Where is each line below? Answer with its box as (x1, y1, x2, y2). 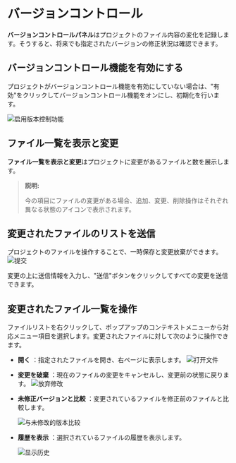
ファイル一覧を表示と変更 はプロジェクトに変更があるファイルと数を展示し (7, 157, 223, 166)
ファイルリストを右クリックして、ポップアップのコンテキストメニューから (7, 323, 223, 332)
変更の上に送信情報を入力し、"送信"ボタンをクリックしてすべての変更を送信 (7, 272, 229, 280)
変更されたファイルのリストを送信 (7, 227, 156, 239)
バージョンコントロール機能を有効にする (7, 62, 183, 74)
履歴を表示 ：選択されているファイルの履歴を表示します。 (17, 433, 185, 442)
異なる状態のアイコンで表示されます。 (24, 205, 135, 213)
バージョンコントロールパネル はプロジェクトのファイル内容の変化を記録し (7, 30, 223, 39)
